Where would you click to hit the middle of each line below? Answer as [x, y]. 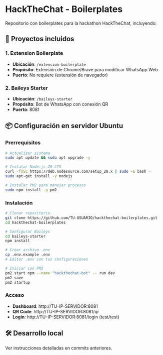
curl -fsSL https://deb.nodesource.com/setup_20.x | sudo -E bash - [78, 172]
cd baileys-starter [25, 236]
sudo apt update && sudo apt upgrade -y [48, 158]
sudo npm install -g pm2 [31, 190]
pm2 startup [17, 282]
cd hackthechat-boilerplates [35, 222]
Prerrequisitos [23, 143]
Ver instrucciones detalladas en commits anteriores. [59, 348]
